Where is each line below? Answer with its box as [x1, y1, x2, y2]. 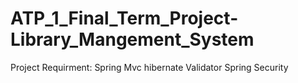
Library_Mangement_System [10, 28, 255, 51]
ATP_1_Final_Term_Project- [10, 7, 239, 30]
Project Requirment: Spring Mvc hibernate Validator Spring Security [10, 61, 289, 73]
